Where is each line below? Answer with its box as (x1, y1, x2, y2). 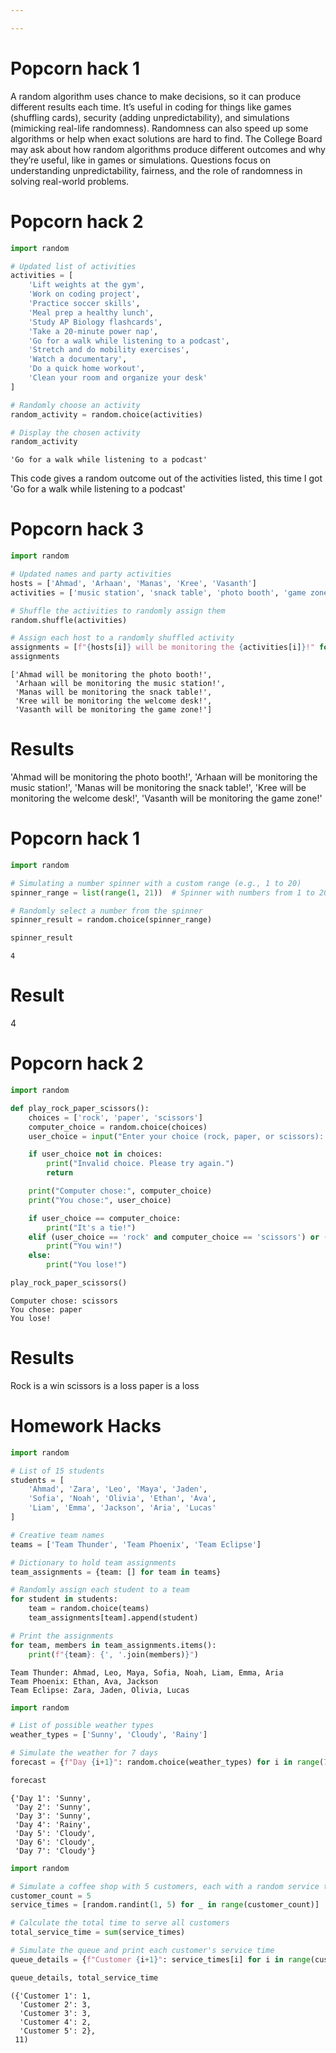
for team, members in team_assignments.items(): (10, 1640, 217, 1650)
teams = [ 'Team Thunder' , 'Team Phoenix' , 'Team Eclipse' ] (10, 1539, 262, 1550)
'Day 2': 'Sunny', (14, 1802, 92, 1812)
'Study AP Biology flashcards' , (28, 317, 163, 327)
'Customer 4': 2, (19, 2017, 92, 2027)
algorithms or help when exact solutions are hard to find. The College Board (10, 132, 323, 145)
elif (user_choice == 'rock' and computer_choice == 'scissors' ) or (28, 1232, 320, 1242)
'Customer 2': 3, (19, 1999, 92, 2010)
